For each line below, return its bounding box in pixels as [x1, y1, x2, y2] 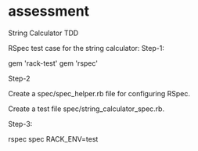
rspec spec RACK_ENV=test [8, 134, 99, 143]
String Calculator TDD [8, 28, 79, 38]
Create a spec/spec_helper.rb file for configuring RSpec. [8, 88, 190, 98]
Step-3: [8, 119, 33, 128]
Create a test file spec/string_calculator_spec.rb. [8, 104, 165, 113]
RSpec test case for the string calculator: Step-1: [8, 43, 164, 52]
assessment [8, 2, 90, 20]
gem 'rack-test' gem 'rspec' [8, 58, 99, 68]
